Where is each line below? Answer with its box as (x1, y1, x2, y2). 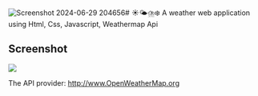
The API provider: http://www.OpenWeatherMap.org (8, 78, 180, 87)
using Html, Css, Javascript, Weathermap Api (8, 20, 159, 29)
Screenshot (8, 42, 68, 56)
